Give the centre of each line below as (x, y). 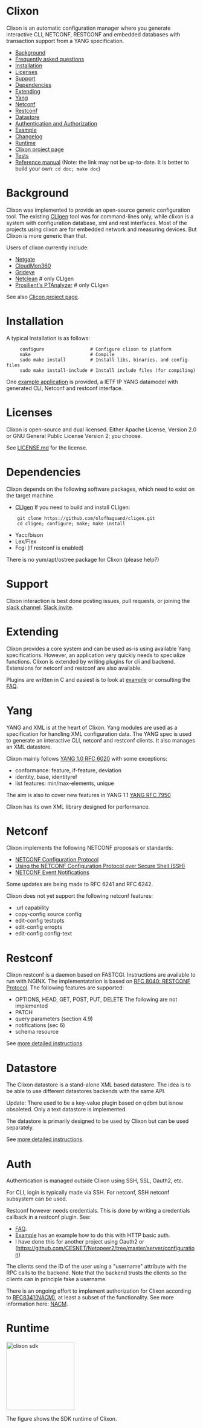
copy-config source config (48, 914)
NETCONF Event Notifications (52, 872)
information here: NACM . (37, 1304)
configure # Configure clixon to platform (95, 349)
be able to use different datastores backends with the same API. (86, 1091)
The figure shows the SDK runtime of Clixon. (62, 1419)
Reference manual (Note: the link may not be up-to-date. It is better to (102, 162)
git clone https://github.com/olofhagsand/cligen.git (86, 518)
